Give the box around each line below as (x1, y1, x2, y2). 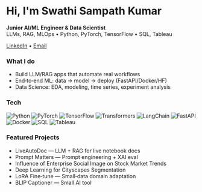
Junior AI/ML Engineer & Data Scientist (6, 24, 106, 31)
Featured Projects (6, 133, 60, 142)
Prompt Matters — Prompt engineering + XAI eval (14, 153, 139, 160)
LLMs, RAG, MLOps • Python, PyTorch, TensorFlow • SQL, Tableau (6, 30, 173, 37)
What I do (6, 57, 35, 65)
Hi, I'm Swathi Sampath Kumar (6, 4, 162, 18)
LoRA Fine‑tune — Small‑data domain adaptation (14, 172, 136, 179)
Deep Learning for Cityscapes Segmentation (14, 166, 126, 173)
